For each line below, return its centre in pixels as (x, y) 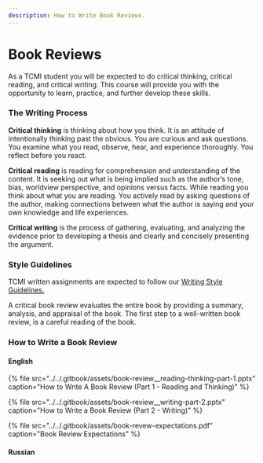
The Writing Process (48, 113)
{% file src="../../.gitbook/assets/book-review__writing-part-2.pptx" (117, 402)
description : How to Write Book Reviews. (77, 15)
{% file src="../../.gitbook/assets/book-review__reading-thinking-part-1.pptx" (132, 379)
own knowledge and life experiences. (69, 212)
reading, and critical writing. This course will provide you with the (114, 84)
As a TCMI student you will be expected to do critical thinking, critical (120, 76)
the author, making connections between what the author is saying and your (131, 204)
